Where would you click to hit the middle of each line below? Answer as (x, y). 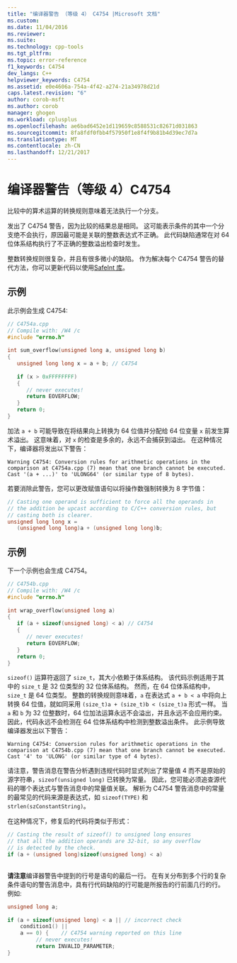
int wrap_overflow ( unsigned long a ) (61, 610)
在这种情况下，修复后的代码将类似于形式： (69, 821)
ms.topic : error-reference (47, 60)
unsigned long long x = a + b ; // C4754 (77, 363)
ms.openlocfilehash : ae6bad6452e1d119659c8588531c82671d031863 (103, 126)
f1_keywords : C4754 (36, 67)
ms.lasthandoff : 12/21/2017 (49, 153)
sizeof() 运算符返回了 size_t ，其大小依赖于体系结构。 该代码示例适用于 (113, 678)
